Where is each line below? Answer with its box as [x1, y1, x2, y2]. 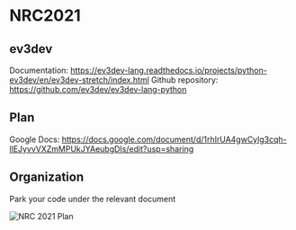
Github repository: [151, 75, 219, 85]
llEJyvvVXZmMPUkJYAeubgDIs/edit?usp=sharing [9, 143, 194, 154]
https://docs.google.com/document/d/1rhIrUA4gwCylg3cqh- [61, 134, 287, 145]
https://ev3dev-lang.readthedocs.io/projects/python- [70, 65, 267, 75]
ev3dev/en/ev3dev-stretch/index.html [9, 75, 150, 85]
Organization [9, 170, 84, 185]
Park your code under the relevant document [9, 193, 176, 204]
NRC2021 [9, 5, 81, 26]
